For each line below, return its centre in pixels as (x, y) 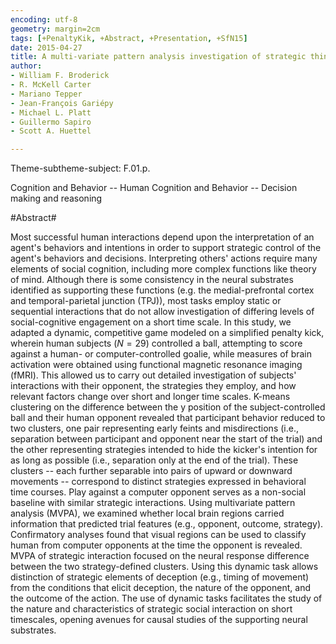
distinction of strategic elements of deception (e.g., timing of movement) (160, 577)
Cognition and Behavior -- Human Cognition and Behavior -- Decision (154, 188)
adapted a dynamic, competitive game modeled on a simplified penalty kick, (167, 333)
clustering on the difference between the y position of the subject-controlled (168, 407)
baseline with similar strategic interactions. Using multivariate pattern (153, 503)
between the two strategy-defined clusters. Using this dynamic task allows (164, 567)
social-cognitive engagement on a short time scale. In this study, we (151, 322)
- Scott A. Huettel (51, 131)
